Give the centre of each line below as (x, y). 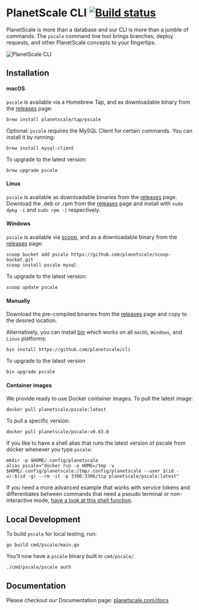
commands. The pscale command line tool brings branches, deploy (90, 36)
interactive (20, 500)
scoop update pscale (32, 287)
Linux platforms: (27, 338)
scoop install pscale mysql (42, 265)
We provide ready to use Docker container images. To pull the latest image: (99, 399)
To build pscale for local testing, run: (52, 534)
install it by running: (31, 137)
